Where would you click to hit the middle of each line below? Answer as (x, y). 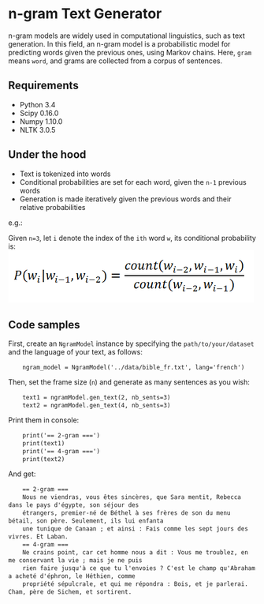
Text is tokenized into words (65, 174)
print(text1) (44, 444)
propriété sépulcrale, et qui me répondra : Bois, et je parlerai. (135, 584)
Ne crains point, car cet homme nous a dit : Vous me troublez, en (135, 553)
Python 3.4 (37, 104)
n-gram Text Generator (85, 14)
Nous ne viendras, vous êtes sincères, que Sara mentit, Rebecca (132, 497)
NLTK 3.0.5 (37, 129)
